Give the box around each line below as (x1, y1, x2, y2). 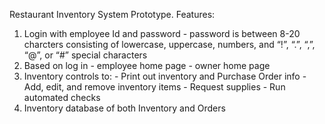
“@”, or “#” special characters (23, 49, 148, 61)
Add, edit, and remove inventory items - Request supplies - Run (23, 81, 286, 93)
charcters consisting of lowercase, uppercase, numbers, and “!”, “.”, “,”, (23, 39, 316, 50)
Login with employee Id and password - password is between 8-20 (23, 28, 301, 39)
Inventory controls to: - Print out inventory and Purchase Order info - (23, 70, 307, 82)
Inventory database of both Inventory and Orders (23, 102, 226, 114)
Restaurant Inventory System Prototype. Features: (9, 9, 216, 20)
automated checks (23, 92, 101, 103)
